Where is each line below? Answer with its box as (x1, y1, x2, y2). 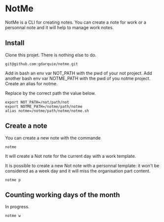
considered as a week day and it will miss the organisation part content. (5, 168, 151, 174)
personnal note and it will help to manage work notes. (5, 24, 114, 30)
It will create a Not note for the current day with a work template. (5, 153, 136, 159)
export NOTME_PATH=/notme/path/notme (5, 104, 83, 109)
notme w (5, 213, 21, 219)
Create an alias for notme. (5, 80, 58, 86)
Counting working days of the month (5, 190, 120, 199)
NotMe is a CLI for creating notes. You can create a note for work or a (5, 19, 147, 25)
